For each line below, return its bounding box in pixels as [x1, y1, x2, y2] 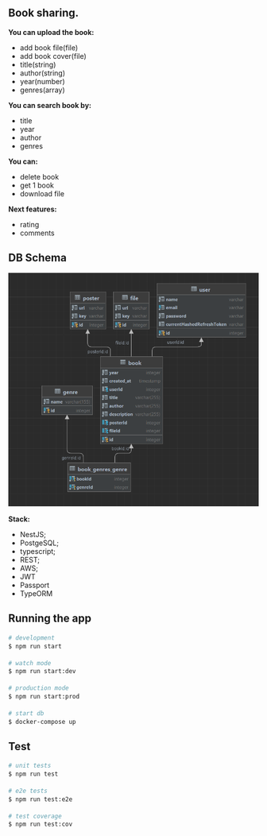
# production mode [8, 684, 69, 692]
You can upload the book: [8, 27, 95, 37]
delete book [19, 172, 60, 181]
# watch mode [8, 659, 52, 667]
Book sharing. [8, 6, 79, 20]
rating [19, 219, 40, 229]
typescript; [19, 547, 56, 556]
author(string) [19, 68, 66, 78]
